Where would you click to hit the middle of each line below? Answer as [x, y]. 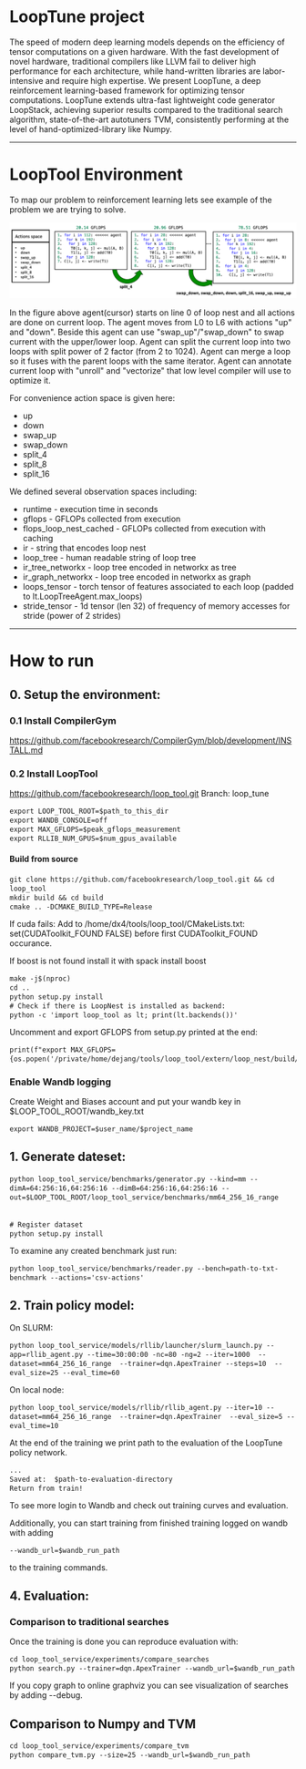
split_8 [35, 464]
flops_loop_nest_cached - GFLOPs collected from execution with [144, 529]
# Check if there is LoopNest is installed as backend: [117, 1006]
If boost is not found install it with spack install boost [108, 961]
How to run [52, 661]
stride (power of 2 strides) [71, 616]
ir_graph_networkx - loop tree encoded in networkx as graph [137, 577]
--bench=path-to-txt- [238, 1269]
